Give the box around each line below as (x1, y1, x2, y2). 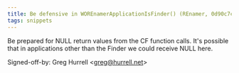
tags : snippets (7, 17, 53, 24)
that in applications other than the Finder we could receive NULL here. (7, 44, 213, 52)
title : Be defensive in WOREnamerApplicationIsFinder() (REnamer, (7, 10, 208, 18)
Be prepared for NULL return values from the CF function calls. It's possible (7, 36, 229, 45)
